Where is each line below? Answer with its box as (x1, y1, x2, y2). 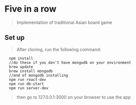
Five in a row (4, 3, 57, 15)
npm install (9, 56, 34, 61)
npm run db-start (9, 81, 44, 86)
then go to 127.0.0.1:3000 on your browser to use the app (16, 94, 131, 100)
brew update (9, 64, 34, 69)
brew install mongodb (9, 69, 53, 73)
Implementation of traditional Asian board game (16, 19, 113, 25)
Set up (4, 34, 25, 42)
